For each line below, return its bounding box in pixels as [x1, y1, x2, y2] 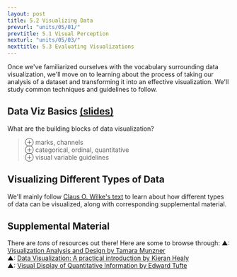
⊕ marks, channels [24, 138, 83, 146]
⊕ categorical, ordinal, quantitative [24, 146, 129, 154]
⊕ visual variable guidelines [24, 153, 110, 161]
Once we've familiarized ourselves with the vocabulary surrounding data [7, 63, 219, 71]
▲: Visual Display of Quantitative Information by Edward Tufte [7, 261, 187, 270]
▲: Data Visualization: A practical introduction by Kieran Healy [7, 254, 190, 262]
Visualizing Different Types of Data [7, 174, 165, 186]
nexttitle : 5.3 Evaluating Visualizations [7, 43, 134, 50]
